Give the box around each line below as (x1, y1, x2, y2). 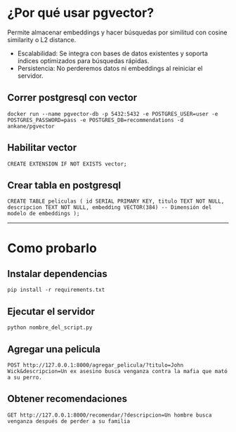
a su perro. (7, 374, 42, 381)
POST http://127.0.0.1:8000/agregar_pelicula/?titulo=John (7, 362, 184, 369)
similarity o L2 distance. (7, 35, 77, 43)
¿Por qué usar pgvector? (7, 5, 155, 21)
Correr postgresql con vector (7, 92, 138, 104)
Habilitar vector (7, 142, 77, 154)
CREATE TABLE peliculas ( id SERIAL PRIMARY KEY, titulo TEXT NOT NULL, (7, 198, 225, 205)
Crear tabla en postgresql (7, 179, 122, 191)
